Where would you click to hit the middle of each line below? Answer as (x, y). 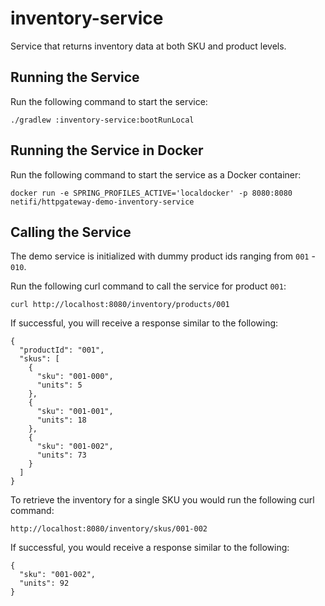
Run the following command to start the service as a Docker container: (156, 174)
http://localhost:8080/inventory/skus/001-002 (109, 529)
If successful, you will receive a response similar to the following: (144, 323)
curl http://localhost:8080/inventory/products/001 (120, 305)
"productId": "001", (62, 350)
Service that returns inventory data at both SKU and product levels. (148, 46)
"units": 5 (59, 385)
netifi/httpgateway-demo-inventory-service (102, 202)
